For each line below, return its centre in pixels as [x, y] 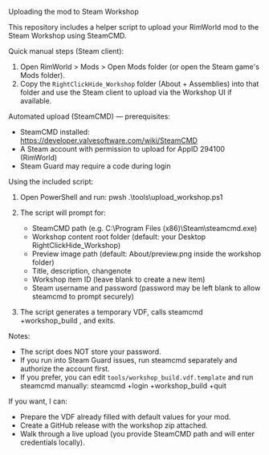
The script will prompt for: [63, 213]
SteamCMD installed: [55, 132]
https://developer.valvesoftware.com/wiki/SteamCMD [109, 140]
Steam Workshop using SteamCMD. [67, 36]
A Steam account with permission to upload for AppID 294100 [122, 149]
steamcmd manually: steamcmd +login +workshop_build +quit [123, 386]
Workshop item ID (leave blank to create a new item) [118, 279]
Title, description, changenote [82, 271]
